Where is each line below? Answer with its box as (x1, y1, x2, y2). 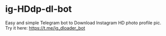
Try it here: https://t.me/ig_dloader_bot (5, 25, 86, 31)
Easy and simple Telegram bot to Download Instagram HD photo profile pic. (5, 20, 161, 26)
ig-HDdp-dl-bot (5, 3, 72, 15)
